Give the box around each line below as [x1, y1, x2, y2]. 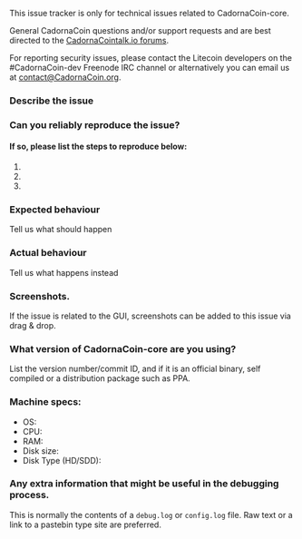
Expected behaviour [9, 203, 101, 216]
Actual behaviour [9, 247, 88, 260]
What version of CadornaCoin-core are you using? [9, 342, 237, 355]
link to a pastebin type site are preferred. [9, 519, 161, 530]
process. [9, 489, 50, 502]
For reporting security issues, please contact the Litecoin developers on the [9, 53, 293, 63]
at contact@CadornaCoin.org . [9, 72, 122, 83]
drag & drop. [9, 319, 56, 330]
